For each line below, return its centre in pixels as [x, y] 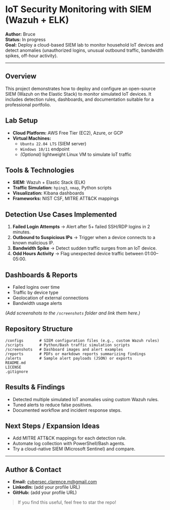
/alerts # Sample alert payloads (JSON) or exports [69, 358]
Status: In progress [26, 40]
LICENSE [13, 367]
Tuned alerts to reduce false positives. [52, 405]
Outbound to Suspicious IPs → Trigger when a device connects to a [84, 238]
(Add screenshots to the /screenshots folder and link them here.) [73, 313]
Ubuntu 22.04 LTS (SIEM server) [53, 143]
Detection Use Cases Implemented [61, 214]
